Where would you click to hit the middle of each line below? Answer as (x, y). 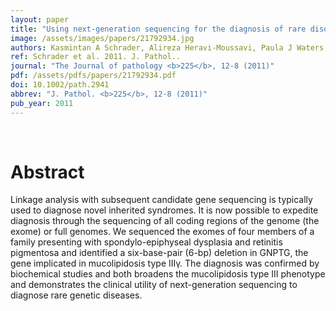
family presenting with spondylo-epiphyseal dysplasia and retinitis (146, 242)
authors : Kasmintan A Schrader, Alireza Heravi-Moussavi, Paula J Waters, (169, 47)
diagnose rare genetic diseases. (76, 295)
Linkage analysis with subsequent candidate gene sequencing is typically (161, 200)
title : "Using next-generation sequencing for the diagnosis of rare (158, 29)
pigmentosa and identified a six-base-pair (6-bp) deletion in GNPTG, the (159, 253)
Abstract (47, 172)
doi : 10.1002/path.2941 (60, 85)
